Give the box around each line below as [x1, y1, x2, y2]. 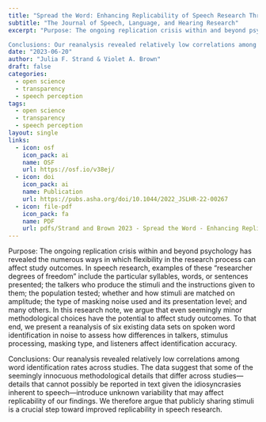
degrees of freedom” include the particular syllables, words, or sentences [8, 272, 249, 281]
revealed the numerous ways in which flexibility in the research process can [8, 255, 256, 264]
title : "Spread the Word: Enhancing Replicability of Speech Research [8, 11, 246, 20]
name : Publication [22, 188, 83, 196]
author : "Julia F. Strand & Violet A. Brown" [8, 55, 161, 63]
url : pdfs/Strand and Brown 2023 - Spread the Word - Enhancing [22, 225, 239, 233]
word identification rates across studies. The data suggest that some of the [8, 363, 253, 372]
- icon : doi [15, 173, 55, 181]
